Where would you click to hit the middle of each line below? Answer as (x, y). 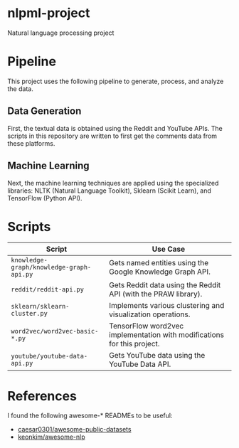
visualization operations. (150, 314)
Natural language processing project (61, 33)
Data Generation (44, 111)
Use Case (169, 249)
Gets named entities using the (159, 263)
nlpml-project (49, 13)
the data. (20, 89)
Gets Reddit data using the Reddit (165, 285)
